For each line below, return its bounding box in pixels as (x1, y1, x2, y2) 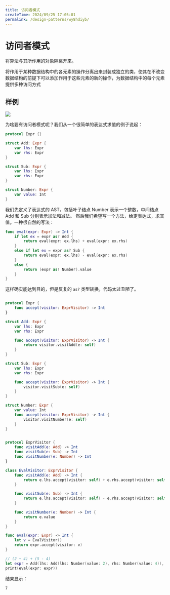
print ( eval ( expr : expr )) (5, 566, 58, 571)
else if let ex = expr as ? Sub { (14, 248, 85, 253)
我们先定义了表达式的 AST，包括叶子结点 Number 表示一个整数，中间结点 (5, 206, 159, 213)
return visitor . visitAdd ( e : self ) (23, 342, 96, 347)
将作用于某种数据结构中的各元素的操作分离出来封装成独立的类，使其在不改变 (5, 69, 165, 75)
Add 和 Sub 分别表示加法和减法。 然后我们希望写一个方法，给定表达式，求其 (5, 213, 164, 219)
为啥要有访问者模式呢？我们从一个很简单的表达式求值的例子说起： (5, 122, 143, 128)
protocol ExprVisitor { (5, 440, 56, 445)
